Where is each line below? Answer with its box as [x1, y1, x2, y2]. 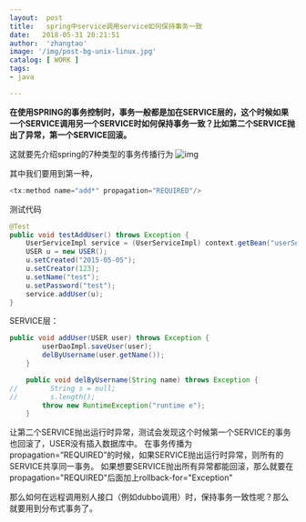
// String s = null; [9, 384, 117, 393]
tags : [9, 65, 30, 74]
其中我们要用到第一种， [9, 167, 97, 178]
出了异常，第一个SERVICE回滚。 [9, 129, 132, 140]
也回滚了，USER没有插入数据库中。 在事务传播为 [9, 438, 193, 449]
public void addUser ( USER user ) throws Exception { [9, 334, 209, 343]
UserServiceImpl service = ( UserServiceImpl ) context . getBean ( [25, 238, 271, 248]
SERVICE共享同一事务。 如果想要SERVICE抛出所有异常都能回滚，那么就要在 [9, 461, 294, 472]
